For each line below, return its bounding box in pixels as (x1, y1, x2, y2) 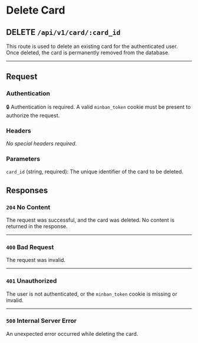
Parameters (6, 154, 40, 163)
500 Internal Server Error (6, 317, 77, 325)
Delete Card (6, 4, 65, 17)
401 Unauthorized (6, 277, 57, 285)
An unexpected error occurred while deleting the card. (6, 330, 138, 337)
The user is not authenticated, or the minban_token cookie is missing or (6, 290, 178, 297)
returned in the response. (6, 222, 68, 229)
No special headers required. (6, 140, 77, 147)
